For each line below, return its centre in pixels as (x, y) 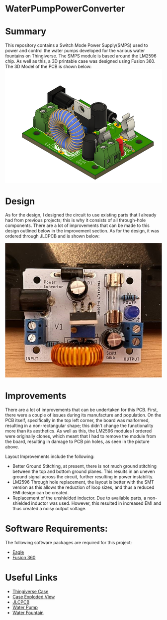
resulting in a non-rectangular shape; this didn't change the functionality (79, 426)
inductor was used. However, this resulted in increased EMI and (96, 503)
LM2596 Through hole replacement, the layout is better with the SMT (83, 482)
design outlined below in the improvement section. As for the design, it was (82, 231)
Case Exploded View (34, 597)
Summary (26, 32)
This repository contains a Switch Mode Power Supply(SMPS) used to (77, 45)
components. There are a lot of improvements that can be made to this (78, 225)
